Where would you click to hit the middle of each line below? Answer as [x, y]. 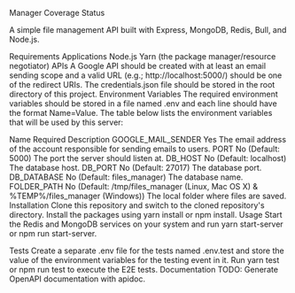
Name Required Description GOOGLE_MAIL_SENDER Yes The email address [147, 139]
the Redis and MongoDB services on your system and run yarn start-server [146, 224]
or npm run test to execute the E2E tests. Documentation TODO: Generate [144, 270]
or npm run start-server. [53, 233]
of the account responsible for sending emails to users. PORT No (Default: [145, 149]
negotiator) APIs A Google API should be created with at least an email [138, 66]
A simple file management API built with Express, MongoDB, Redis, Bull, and [148, 30]
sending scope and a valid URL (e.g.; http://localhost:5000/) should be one [146, 75]
